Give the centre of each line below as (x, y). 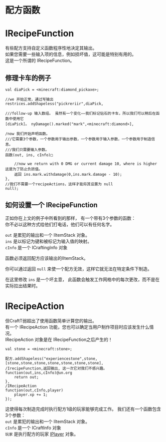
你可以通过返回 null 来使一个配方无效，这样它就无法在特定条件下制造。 (79, 269)
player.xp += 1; (31, 394)
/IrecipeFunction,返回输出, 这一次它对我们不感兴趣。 (56, 368)
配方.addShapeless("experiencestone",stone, (51, 358)
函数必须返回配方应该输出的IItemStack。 (47, 258)
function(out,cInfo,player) (34, 390)
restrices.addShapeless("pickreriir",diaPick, (54, 104)
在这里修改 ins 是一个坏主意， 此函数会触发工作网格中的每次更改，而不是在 (83, 279)
